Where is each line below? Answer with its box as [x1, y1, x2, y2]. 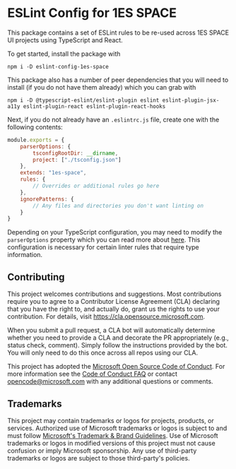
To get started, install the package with [7, 49, 121, 58]
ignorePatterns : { [20, 196, 74, 203]
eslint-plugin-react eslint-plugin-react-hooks [23, 102, 166, 110]
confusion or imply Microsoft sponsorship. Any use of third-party [7, 446, 197, 455]
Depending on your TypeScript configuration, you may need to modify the [7, 228, 223, 237]
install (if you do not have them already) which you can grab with [7, 83, 196, 91]
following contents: [7, 122, 64, 131]
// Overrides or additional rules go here [33, 182, 160, 190]
